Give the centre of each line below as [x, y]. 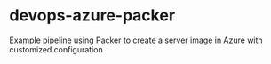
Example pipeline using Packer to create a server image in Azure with [136, 40]
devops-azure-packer [92, 16]
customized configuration [56, 49]
